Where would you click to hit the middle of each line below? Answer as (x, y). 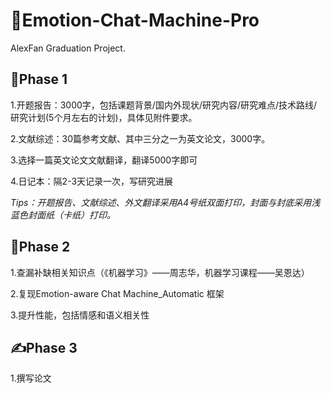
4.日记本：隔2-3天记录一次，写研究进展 (92, 181)
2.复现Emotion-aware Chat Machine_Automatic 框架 (117, 293)
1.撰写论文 (31, 378)
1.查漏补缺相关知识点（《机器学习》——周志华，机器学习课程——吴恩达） (160, 272)
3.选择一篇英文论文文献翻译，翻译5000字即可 (104, 160)
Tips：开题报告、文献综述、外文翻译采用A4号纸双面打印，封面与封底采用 (161, 202)
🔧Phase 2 (40, 247)
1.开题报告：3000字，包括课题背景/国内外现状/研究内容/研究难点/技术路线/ (164, 105)
